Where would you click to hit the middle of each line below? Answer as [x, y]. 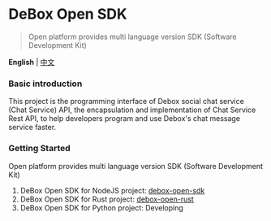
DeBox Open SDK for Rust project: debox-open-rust [107, 199]
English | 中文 [32, 62]
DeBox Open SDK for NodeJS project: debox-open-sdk [112, 190]
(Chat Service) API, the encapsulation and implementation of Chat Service [132, 110]
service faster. [32, 128]
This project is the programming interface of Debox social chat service [127, 102]
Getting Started [39, 149]
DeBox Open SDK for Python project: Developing [102, 207]
